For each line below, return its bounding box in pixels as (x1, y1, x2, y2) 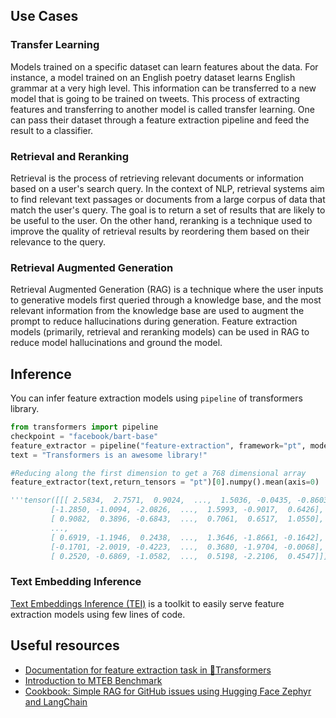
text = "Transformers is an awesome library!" (10, 450, 208, 460)
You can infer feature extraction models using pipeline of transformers (10, 392, 303, 404)
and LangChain (24, 695, 88, 708)
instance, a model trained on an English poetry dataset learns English (10, 71, 296, 83)
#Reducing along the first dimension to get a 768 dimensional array (10, 468, 307, 478)
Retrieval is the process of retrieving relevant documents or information (10, 172, 305, 184)
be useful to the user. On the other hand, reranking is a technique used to (10, 214, 313, 226)
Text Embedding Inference (10, 575, 142, 589)
